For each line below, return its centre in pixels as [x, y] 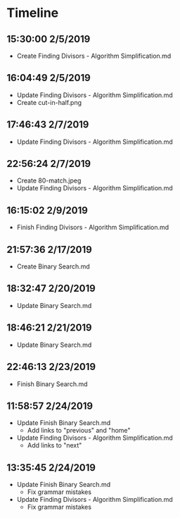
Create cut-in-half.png [49, 102]
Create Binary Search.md [53, 266]
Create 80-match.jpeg [49, 180]
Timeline [33, 13]
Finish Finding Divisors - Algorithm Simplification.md [93, 228]
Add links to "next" [54, 445]
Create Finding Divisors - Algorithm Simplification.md [94, 56]
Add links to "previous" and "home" [79, 431]
